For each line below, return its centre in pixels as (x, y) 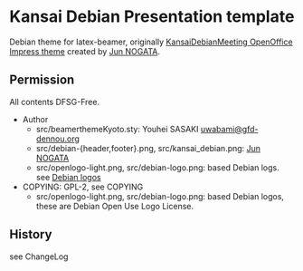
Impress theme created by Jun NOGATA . (85, 51)
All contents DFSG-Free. (55, 102)
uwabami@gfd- (229, 129)
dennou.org (57, 139)
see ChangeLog (39, 256)
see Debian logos (68, 177)
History (31, 234)
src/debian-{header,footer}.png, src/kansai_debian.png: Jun (148, 148)
